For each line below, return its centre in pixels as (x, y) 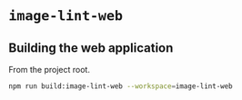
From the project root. (49, 70)
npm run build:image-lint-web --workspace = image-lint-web (121, 86)
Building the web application (91, 48)
